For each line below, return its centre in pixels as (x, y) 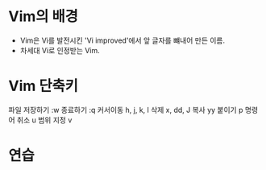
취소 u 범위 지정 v (44, 120)
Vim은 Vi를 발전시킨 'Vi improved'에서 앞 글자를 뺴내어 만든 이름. (123, 40)
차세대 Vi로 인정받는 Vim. (60, 50)
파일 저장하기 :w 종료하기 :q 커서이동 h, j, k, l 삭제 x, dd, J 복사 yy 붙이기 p (126, 110)
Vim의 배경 (43, 17)
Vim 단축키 (43, 86)
